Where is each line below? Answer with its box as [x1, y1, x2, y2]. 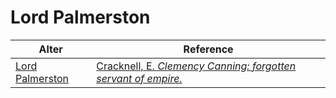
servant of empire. [96, 71, 183, 85]
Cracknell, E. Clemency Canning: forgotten [96, 59, 297, 73]
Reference [183, 42, 234, 56]
